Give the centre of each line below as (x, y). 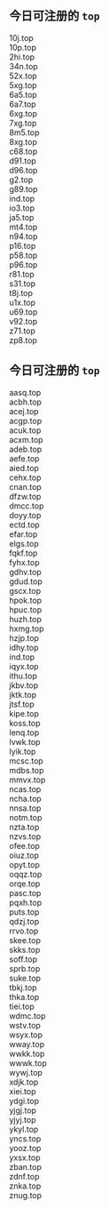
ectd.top (24, 524)
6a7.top (23, 104)
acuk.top (25, 430)
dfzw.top (25, 496)
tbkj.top (23, 987)
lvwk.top (25, 741)
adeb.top (26, 449)
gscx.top (25, 590)
